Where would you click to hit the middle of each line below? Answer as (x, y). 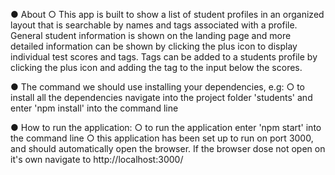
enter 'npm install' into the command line (94, 108)
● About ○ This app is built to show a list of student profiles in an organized (167, 14)
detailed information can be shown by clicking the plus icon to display (154, 46)
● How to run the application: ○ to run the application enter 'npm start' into (166, 127)
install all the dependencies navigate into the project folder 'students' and (161, 97)
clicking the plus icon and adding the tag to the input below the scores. (156, 67)
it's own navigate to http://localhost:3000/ (97, 159)
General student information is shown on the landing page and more (151, 35)
